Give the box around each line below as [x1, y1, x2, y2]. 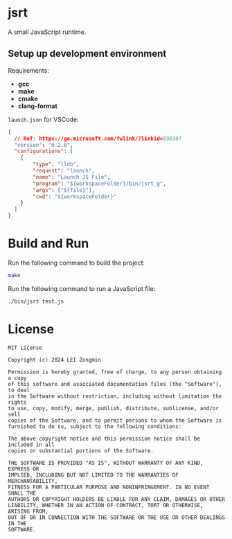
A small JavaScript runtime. [8, 28, 87, 36]
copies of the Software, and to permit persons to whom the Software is [8, 417, 222, 424]
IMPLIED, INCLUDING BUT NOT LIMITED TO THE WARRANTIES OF [8, 471, 179, 479]
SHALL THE [8, 490, 37, 497]
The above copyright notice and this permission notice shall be [8, 435, 200, 442]
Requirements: [8, 66, 49, 74]
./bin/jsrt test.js [8, 298, 64, 305]
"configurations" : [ [14, 148, 73, 155]
